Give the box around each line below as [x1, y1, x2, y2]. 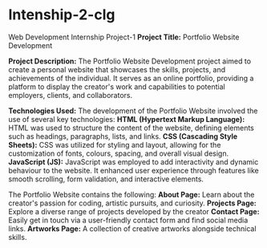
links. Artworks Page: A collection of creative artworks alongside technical [8, 223, 257, 234]
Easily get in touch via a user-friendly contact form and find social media [8, 215, 249, 225]
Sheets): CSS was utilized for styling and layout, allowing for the [8, 140, 221, 149]
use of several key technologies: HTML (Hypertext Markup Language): [8, 114, 245, 124]
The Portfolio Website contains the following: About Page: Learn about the [8, 189, 255, 199]
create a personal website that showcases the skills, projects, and [8, 64, 226, 74]
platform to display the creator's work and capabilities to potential [8, 82, 226, 91]
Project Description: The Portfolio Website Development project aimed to [8, 56, 251, 66]
